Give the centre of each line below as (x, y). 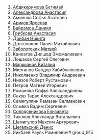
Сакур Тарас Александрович (43, 96)
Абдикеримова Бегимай (38, 7)
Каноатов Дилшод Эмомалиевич (47, 54)
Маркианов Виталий (34, 64)
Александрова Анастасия (39, 12)
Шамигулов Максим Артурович (46, 122)
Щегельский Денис (33, 127)
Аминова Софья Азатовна (40, 17)
